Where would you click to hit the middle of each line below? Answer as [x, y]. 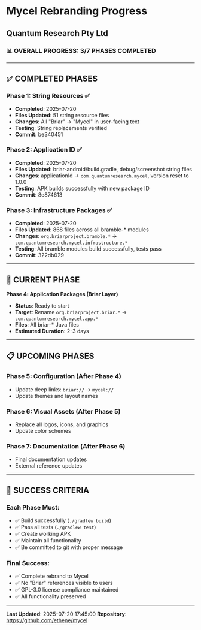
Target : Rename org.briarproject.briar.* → [71, 312]
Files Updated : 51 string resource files [62, 115]
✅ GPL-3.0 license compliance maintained [67, 590]
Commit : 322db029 [39, 255]
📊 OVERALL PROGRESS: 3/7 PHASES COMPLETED [81, 50]
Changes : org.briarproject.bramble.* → [66, 236]
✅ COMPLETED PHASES [52, 79]
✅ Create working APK [43, 533]
